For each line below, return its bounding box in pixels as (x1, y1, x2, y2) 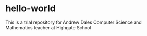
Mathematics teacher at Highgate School (5, 24, 91, 30)
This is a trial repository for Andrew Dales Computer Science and (5, 19, 142, 25)
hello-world (5, 3, 56, 14)
